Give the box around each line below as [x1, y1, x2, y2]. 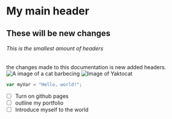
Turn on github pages [14, 92, 69, 100]
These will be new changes [6, 28, 110, 38]
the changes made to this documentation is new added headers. [6, 63, 167, 70]
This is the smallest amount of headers [6, 45, 104, 52]
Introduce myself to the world [14, 106, 89, 113]
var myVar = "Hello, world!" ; [6, 81, 83, 88]
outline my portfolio [14, 99, 64, 106]
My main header [6, 4, 89, 18]
